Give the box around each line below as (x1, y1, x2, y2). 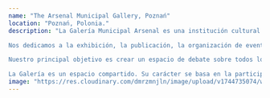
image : (8, 78, 31, 86)
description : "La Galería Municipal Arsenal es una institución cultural (8, 27, 261, 35)
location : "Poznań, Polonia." (8, 19, 110, 27)
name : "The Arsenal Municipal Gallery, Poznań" (8, 11, 171, 20)
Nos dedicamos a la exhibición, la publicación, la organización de (8, 41, 243, 49)
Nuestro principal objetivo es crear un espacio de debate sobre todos (8, 55, 253, 64)
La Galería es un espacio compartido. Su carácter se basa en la (8, 70, 231, 79)
